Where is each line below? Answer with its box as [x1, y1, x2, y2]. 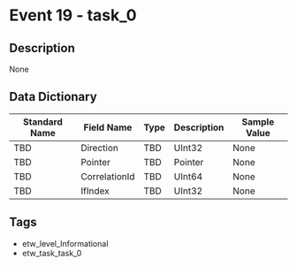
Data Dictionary [9, 89, 97, 104]
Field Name [83, 121, 133, 133]
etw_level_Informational [21, 238, 109, 248]
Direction [80, 141, 119, 154]
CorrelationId [80, 170, 135, 182]
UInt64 [173, 170, 203, 182]
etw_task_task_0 [21, 247, 82, 258]
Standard [23, 116, 64, 128]
